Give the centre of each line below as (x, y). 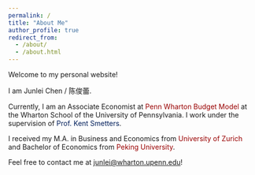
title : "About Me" (38, 23)
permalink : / (30, 15)
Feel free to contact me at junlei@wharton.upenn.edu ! (96, 162)
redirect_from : (33, 37)
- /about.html (38, 52)
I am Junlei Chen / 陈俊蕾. (50, 91)
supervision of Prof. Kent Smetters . (65, 123)
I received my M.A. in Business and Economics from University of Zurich (125, 138)
